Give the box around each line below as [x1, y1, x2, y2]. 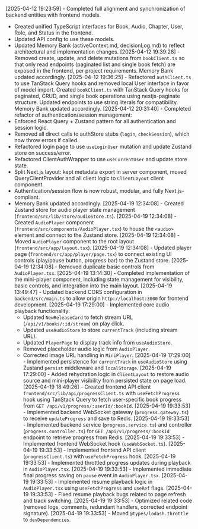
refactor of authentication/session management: [14, 111, 133, 118]
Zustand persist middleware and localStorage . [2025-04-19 [23, 364, 171, 371]
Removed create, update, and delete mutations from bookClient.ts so [14, 55, 185, 61]
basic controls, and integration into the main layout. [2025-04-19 [14, 282, 173, 289]
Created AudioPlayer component [14, 219, 94, 226]
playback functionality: [14, 308, 71, 314]
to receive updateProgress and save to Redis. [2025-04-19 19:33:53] [23, 415, 190, 422]
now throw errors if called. [14, 137, 79, 143]
